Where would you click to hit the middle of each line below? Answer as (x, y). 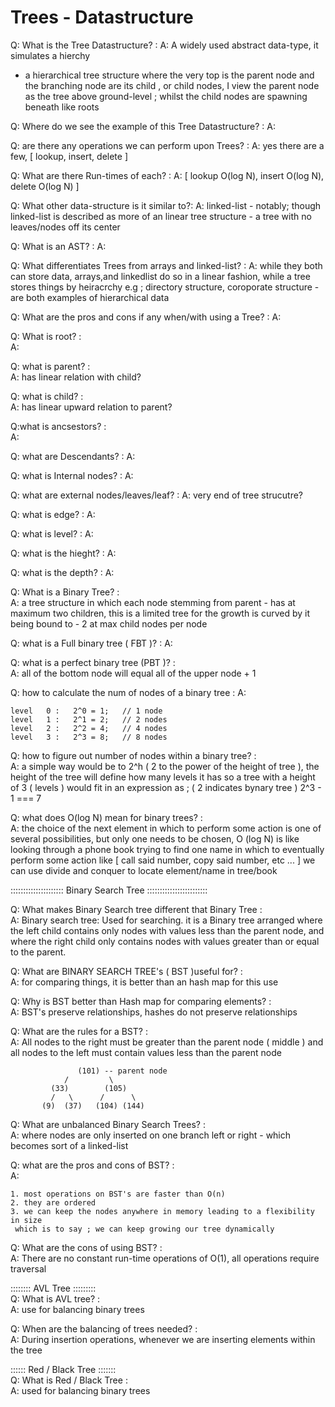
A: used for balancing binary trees (80, 1390)
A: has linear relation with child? (76, 377)
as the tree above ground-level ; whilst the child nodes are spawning (166, 96)
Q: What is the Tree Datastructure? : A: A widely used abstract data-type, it (164, 45)
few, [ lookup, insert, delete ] (69, 156)
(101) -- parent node (122, 1071)
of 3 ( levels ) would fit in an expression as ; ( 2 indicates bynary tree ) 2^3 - (166, 787)
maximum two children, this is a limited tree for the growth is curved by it (160, 613)
